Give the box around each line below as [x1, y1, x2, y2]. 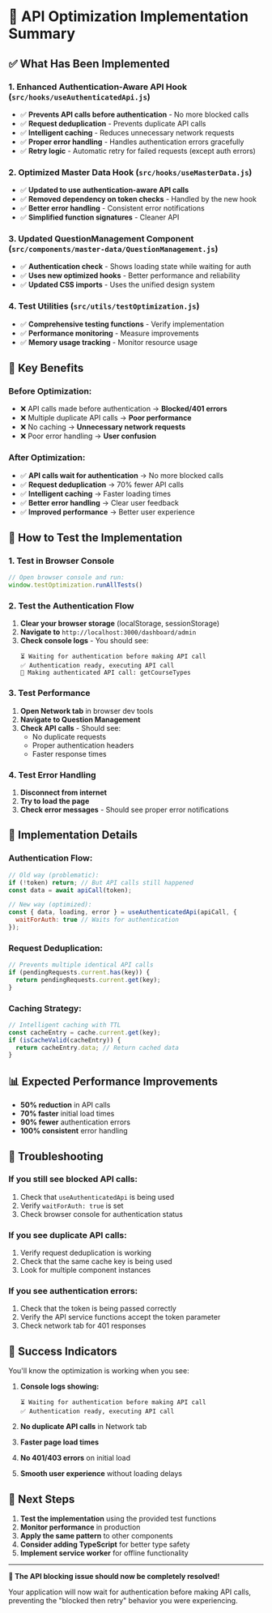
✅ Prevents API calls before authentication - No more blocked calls [19, 109, 249, 119]
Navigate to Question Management [19, 715, 141, 724]
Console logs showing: [19, 1381, 100, 1392]
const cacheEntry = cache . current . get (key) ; [8, 1028, 161, 1036]
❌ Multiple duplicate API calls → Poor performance [19, 413, 192, 423]
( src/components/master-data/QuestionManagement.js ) [8, 243, 219, 254]
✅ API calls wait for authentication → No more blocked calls [19, 470, 224, 480]
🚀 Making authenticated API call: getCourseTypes [19, 668, 192, 677]
